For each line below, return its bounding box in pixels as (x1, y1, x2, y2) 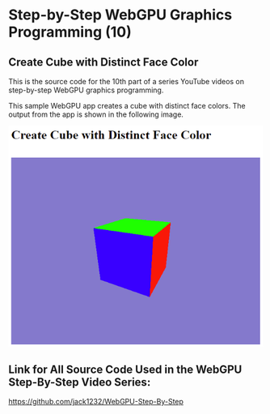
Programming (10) (8, 23, 132, 41)
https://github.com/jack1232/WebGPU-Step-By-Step (8, 397, 184, 407)
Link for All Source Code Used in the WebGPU (8, 362, 243, 376)
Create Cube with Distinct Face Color (8, 55, 199, 69)
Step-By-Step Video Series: (8, 375, 151, 389)
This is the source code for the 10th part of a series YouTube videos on (8, 77, 245, 86)
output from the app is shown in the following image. (8, 109, 184, 119)
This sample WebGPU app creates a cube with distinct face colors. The (8, 101, 246, 110)
